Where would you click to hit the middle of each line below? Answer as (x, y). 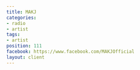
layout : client (26, 57)
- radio (16, 23)
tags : (13, 35)
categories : (21, 18)
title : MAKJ (21, 12)
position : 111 (24, 46)
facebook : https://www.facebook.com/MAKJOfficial (71, 52)
